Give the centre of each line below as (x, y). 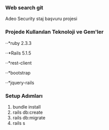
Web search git (24, 8)
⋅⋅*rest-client (19, 63)
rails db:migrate (29, 118)
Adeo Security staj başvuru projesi (41, 19)
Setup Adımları (24, 96)
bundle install (27, 107)
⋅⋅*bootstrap (18, 72)
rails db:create (28, 112)
